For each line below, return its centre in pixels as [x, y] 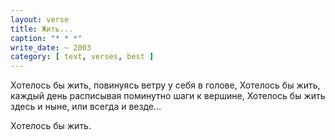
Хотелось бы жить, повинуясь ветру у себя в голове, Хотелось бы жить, [165, 85]
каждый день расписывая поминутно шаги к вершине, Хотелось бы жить [168, 96]
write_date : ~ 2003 [51, 47]
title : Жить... [42, 29]
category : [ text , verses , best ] [82, 57]
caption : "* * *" [46, 38]
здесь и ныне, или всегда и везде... [86, 107]
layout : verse [40, 19]
